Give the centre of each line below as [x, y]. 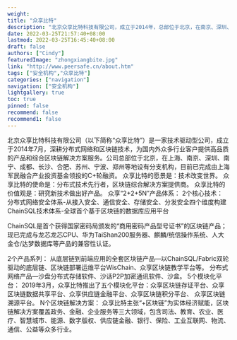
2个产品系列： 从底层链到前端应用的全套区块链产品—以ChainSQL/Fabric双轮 [118, 258]
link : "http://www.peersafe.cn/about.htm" [71, 66]
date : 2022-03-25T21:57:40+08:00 [56, 34]
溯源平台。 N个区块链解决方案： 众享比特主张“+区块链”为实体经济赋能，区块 [118, 303]
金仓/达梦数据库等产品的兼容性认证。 [61, 243]
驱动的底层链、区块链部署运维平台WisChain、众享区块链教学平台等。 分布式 [118, 267]
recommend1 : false [34, 119]
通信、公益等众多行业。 [41, 329]
